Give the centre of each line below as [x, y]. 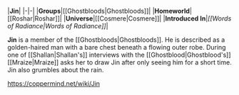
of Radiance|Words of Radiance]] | [58, 26]
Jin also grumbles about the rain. [56, 70]
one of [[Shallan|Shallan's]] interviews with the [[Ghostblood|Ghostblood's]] [119, 55]
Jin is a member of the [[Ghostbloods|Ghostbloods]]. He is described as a [116, 40]
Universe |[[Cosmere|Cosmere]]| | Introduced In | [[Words [148, 18]
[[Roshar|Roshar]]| [35, 18]
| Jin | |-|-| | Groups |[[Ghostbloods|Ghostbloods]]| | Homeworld [99, 11]
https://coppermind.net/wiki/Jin [54, 84]
